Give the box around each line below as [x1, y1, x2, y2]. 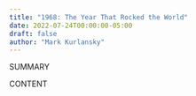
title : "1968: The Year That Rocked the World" [9, 12, 189, 22]
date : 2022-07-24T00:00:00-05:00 [9, 21, 133, 30]
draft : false [9, 29, 58, 38]
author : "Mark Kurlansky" [9, 37, 105, 47]
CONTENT [9, 78, 48, 89]
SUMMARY [9, 62, 51, 72]
